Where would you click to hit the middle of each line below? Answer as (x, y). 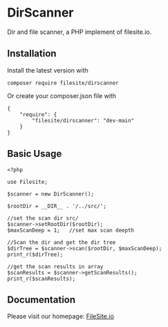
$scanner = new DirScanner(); (51, 194)
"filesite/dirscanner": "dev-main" (83, 120)
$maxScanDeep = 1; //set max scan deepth (71, 230)
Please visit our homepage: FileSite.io (60, 317)
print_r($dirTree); (35, 254)
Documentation (41, 300)
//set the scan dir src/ (43, 218)
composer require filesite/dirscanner (63, 83)
